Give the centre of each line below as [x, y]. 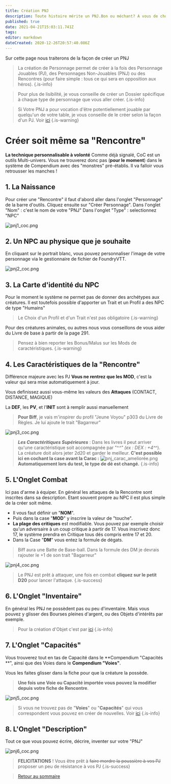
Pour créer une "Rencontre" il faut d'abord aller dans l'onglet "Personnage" [84, 199]
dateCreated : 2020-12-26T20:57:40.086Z [48, 43]
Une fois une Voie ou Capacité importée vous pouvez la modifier [87, 683]
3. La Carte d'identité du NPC [52, 285]
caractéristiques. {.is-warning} [50, 348]
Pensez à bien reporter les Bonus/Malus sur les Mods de [77, 343]
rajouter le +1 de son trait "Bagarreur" [57, 555]
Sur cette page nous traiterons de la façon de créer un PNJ [67, 58]
